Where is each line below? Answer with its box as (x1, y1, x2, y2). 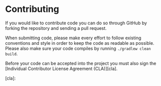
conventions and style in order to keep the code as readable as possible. (5, 40, 155, 46)
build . (5, 51, 18, 57)
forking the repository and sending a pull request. (5, 25, 107, 31)
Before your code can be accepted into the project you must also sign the (5, 60, 157, 66)
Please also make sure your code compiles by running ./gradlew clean (5, 45, 151, 51)
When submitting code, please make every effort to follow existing (5, 35, 142, 41)
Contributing (5, 3, 59, 15)
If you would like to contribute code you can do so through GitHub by (5, 20, 147, 26)
